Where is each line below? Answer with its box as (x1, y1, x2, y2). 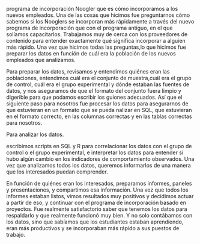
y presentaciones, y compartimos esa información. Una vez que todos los (6, 186, 189, 193)
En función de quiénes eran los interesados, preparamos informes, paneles (6, 180, 192, 187)
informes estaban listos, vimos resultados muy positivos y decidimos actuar (6, 193, 194, 199)
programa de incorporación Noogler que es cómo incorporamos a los (6, 5, 178, 12)
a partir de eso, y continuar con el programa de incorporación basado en (6, 199, 187, 206)
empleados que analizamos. (6, 57, 76, 63)
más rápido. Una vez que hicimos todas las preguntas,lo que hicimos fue (6, 43, 186, 51)
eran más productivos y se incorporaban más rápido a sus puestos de (6, 225, 180, 231)
